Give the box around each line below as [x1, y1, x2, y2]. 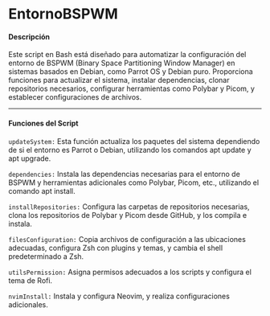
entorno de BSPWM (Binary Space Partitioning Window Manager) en [8, 58, 235, 68]
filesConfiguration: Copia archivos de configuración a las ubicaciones [8, 234, 247, 244]
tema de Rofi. [8, 275, 53, 285]
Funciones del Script [8, 118, 79, 128]
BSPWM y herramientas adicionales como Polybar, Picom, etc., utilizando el [8, 178, 260, 187]
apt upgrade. [8, 154, 51, 163]
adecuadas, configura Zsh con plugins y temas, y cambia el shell [8, 243, 223, 252]
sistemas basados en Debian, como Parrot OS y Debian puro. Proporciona [8, 67, 253, 76]
